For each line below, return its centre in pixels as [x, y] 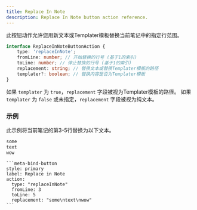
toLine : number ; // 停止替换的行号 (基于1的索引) [75, 63]
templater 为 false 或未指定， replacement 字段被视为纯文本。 [82, 99]
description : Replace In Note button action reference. [77, 17]
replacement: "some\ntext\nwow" [52, 200]
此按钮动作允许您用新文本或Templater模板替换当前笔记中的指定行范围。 [95, 35]
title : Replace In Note [36, 12]
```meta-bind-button [32, 163]
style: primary [25, 169]
